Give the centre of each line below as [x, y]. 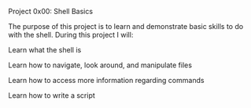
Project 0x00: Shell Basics [50, 11]
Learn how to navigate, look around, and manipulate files [100, 65]
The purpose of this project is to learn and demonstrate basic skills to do [126, 26]
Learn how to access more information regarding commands [106, 80]
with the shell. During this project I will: [71, 35]
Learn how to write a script [52, 95]
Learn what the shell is [45, 50]
